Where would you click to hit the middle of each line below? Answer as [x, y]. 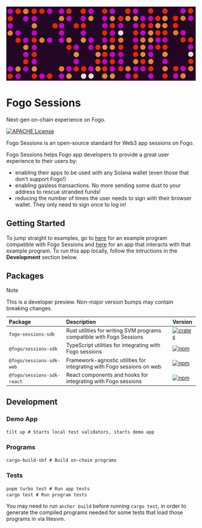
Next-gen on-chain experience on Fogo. [56, 119]
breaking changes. [29, 309]
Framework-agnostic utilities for [106, 360]
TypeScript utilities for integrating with [113, 345]
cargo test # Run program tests [47, 495]
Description [81, 322]
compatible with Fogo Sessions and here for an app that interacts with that [99, 244]
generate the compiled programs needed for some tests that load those [95, 512]
